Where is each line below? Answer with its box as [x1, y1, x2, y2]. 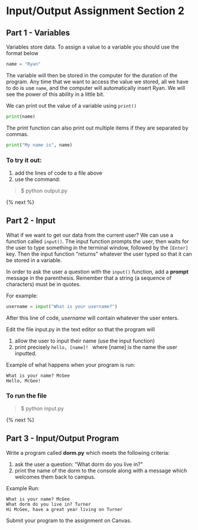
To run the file [6, 392, 47, 400]
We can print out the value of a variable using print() [6, 102, 137, 109]
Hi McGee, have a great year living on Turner [6, 506, 123, 512]
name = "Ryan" [6, 61, 41, 67]
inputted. [14, 350, 37, 357]
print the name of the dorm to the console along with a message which [14, 467, 187, 474]
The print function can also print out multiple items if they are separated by [6, 124, 189, 131]
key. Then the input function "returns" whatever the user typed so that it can [6, 250, 192, 257]
